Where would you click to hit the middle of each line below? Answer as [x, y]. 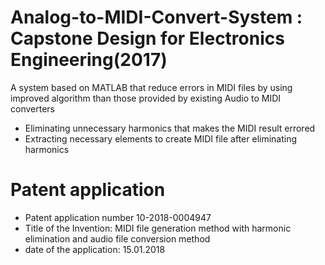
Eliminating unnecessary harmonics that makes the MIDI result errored [170, 128]
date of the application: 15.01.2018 [95, 249]
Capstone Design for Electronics [147, 38]
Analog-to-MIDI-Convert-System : [156, 17]
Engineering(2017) [89, 60]
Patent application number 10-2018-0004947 [118, 217]
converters [32, 108]
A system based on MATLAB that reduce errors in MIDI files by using [151, 87]
